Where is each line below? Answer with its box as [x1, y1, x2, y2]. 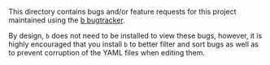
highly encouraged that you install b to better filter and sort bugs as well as [8, 39, 259, 49]
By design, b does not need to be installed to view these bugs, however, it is [8, 31, 263, 40]
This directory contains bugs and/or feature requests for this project [8, 7, 237, 16]
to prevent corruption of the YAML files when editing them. [8, 48, 206, 57]
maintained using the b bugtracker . [8, 15, 126, 25]
